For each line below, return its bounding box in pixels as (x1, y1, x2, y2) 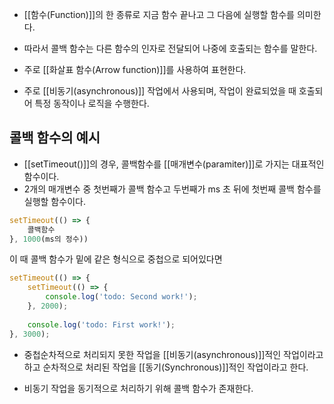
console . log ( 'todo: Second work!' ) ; (45, 292, 198, 302)
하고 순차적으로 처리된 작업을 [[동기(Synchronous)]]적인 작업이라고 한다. (23, 361, 309, 373)
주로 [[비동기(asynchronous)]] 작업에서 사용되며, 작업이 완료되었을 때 (23, 85, 297, 97)
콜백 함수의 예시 (9, 129, 101, 147)
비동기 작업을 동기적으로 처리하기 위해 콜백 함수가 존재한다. (23, 382, 254, 394)
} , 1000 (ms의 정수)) (9, 234, 89, 244)
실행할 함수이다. (23, 195, 86, 207)
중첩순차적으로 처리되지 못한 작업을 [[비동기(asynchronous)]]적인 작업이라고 (23, 348, 324, 360)
